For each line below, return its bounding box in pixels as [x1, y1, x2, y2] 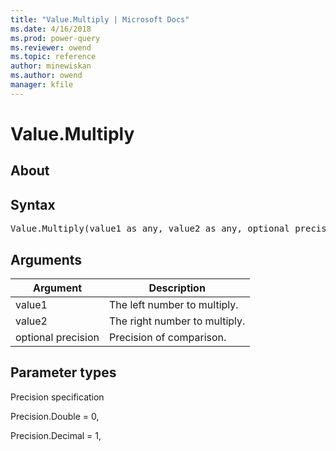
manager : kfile [10, 80, 74, 90]
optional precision [15, 330, 100, 344]
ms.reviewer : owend [10, 42, 92, 53]
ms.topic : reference [10, 52, 97, 62]
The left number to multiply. [108, 297, 239, 311]
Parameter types [10, 364, 117, 381]
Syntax [10, 196, 56, 213]
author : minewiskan [10, 61, 92, 71]
